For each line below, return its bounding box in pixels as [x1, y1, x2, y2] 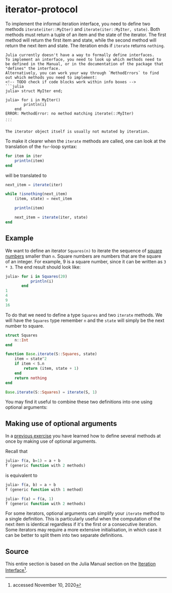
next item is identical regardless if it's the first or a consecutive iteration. [5, 521, 158, 528]
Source [5, 547, 29, 556]
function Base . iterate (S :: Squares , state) [5, 351, 97, 357]
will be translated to [5, 172, 47, 178]
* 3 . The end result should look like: [5, 264, 81, 270]
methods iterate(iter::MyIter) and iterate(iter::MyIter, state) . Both [5, 26, 160, 32]
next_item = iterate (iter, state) [14, 215, 88, 220]
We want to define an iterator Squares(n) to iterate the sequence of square [5, 247, 162, 254]
